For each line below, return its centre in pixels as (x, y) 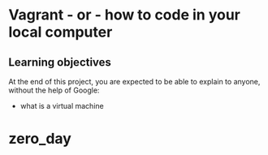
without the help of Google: (54, 90)
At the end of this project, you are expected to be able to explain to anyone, (134, 82)
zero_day (40, 139)
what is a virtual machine (62, 106)
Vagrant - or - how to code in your (125, 15)
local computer (61, 32)
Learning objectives (60, 62)
